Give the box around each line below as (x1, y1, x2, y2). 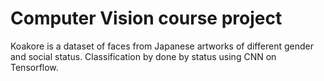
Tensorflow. (10, 61, 59, 73)
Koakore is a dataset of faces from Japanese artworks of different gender (10, 40, 314, 52)
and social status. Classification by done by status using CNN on (10, 50, 277, 62)
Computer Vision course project (10, 7, 283, 30)
